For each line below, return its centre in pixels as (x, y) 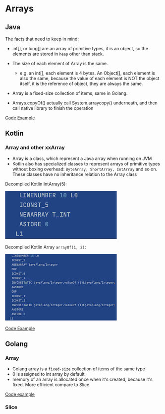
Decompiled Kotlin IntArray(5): (36, 184)
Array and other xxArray (35, 148)
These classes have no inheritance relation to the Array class (75, 174)
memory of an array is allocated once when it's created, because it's (82, 379)
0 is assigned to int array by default (48, 374)
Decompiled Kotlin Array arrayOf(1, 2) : (46, 247)
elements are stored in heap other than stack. (58, 54)
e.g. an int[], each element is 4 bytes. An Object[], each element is (87, 73)
